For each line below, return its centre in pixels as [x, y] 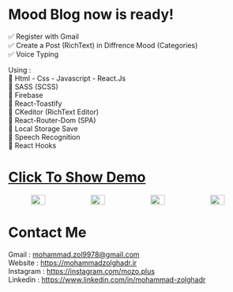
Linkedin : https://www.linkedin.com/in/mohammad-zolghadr [107, 279]
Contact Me [47, 232]
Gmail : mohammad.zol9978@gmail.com [74, 254]
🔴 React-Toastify [35, 103]
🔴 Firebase [26, 95]
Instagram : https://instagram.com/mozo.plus [82, 271]
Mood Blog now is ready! [91, 15]
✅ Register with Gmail [43, 36]
